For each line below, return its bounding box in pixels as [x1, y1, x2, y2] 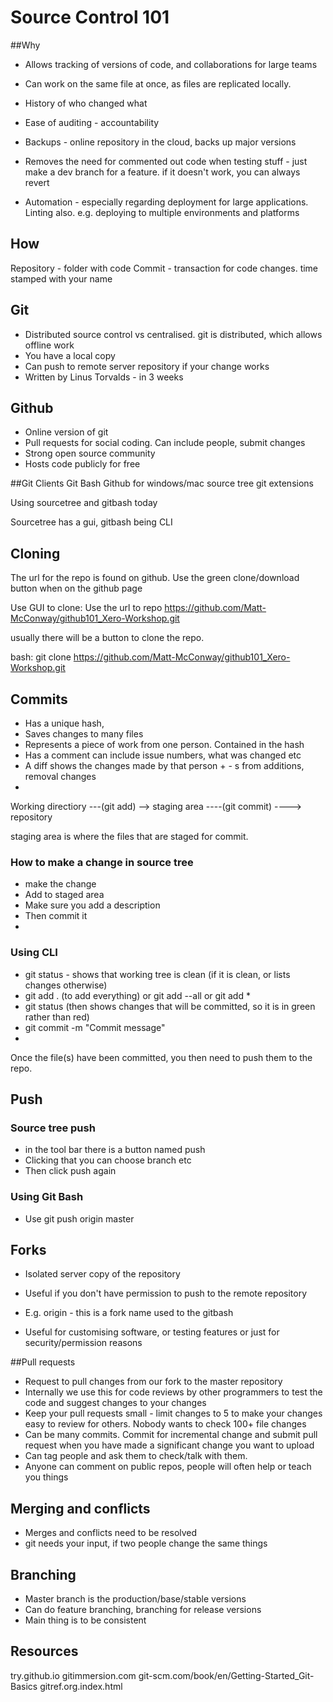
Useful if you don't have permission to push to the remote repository [24, 1287, 308, 1300]
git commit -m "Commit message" [24, 1021, 166, 1033]
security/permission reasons [24, 1337, 143, 1349]
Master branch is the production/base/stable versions [24, 1593, 247, 1605]
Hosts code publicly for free [24, 458, 141, 470]
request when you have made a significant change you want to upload [24, 1439, 315, 1451]
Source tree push [10, 1121, 96, 1135]
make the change [24, 878, 97, 890]
